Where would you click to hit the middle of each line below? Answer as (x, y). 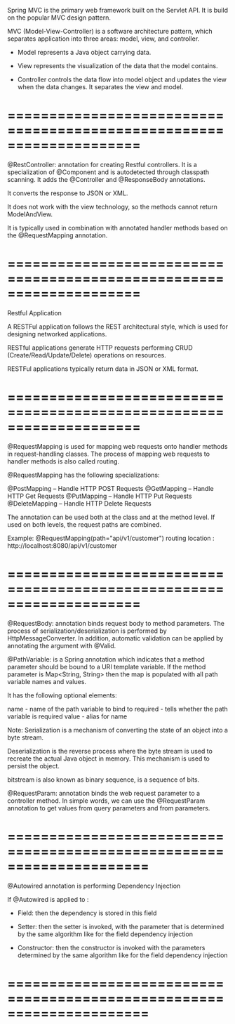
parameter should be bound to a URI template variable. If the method (107, 667)
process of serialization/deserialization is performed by (87, 631)
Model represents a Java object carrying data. (84, 52)
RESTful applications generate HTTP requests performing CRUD (100, 348)
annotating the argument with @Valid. (62, 645)
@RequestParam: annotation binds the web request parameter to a (104, 793)
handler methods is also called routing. (63, 461)
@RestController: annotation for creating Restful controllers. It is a (102, 164)
